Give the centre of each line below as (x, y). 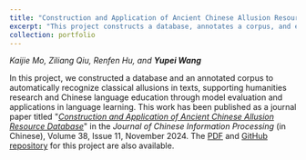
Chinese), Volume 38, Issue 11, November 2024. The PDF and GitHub (139, 136)
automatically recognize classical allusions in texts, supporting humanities (148, 88)
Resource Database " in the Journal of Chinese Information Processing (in (148, 126)
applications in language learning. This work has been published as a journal (153, 107)
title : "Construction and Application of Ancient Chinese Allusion (140, 18)
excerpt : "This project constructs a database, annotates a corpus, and (150, 26)
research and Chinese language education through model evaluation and (146, 97)
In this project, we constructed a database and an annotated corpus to (142, 78)
